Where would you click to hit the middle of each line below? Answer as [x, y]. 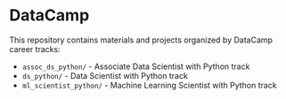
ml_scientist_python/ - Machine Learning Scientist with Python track [150, 85]
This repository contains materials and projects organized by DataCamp [141, 40]
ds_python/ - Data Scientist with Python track [105, 75]
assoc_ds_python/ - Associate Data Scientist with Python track [136, 66]
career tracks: [35, 49]
